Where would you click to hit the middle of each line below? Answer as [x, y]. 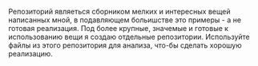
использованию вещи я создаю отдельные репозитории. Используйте [129, 37]
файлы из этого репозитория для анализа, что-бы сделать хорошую [125, 45]
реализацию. [31, 54]
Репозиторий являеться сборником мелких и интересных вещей [119, 12]
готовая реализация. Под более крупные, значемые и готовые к [119, 28]
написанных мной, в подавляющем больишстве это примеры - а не [125, 20]
